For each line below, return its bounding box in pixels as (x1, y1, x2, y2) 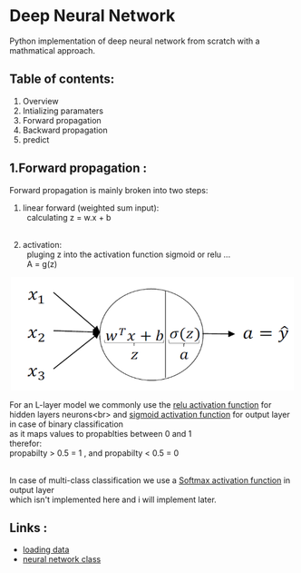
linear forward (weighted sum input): (22, 202, 160, 213)
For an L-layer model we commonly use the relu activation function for (9, 399, 272, 410)
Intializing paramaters (22, 105, 104, 116)
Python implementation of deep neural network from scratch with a (9, 35, 260, 46)
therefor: (9, 438, 43, 449)
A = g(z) (26, 258, 58, 269)
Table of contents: (9, 72, 115, 87)
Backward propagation (22, 124, 109, 135)
